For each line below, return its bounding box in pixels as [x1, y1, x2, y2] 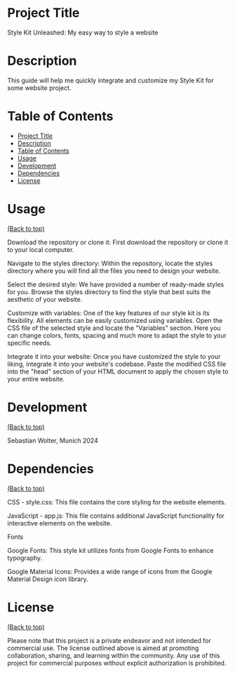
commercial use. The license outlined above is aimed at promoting [7, 644, 199, 652]
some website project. [7, 83, 72, 92]
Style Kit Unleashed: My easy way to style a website [7, 28, 159, 37]
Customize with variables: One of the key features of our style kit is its [7, 308, 210, 317]
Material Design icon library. [7, 575, 89, 583]
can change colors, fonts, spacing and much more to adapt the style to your [7, 331, 227, 339]
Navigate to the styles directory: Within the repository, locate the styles [7, 259, 213, 267]
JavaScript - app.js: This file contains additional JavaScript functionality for [7, 511, 225, 520]
